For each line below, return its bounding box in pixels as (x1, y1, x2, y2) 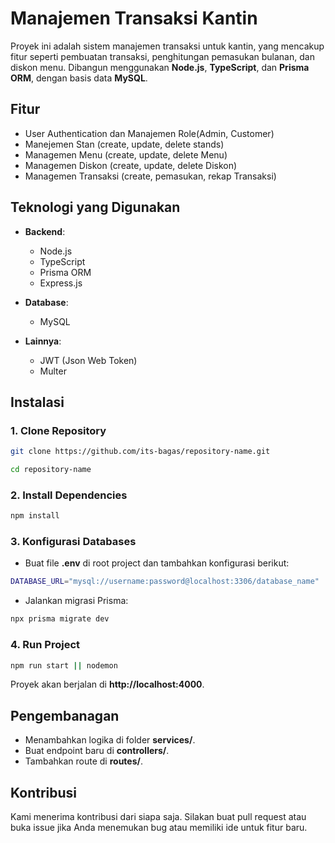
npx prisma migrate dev (10, 614, 110, 624)
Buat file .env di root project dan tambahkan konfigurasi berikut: (24, 557, 290, 569)
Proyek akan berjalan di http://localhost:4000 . (10, 678, 205, 691)
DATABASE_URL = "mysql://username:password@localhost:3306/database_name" (10, 577, 320, 587)
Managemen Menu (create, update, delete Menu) (24, 148, 228, 161)
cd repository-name (10, 465, 92, 475)
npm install (10, 511, 60, 521)
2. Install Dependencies (10, 488, 128, 502)
